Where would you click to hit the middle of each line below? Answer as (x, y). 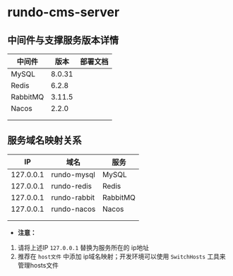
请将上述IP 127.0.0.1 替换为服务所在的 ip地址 (83, 247)
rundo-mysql (73, 174)
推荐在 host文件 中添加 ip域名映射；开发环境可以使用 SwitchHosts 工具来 (121, 256)
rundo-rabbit (73, 197)
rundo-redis (72, 186)
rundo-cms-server (64, 12)
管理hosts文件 (38, 265)
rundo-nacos (73, 209)
